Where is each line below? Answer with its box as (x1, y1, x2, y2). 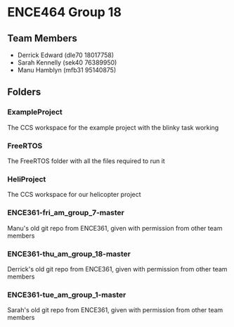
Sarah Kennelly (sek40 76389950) (17, 58, 117, 67)
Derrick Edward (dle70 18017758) (17, 51, 115, 59)
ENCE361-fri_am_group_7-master (7, 208, 124, 218)
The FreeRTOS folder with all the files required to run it (7, 156, 165, 165)
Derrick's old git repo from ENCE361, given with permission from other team (7, 264, 228, 273)
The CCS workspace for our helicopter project (7, 191, 142, 199)
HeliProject (7, 174, 46, 184)
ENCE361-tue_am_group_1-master (7, 290, 126, 300)
